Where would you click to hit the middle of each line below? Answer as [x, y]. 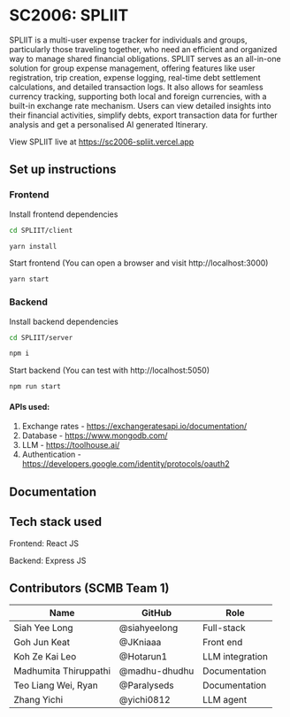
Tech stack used [56, 522]
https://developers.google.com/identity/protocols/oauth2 [126, 464]
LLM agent [225, 700]
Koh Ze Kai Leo [45, 657]
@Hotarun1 [143, 657]
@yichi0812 [145, 700]
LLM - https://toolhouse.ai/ [71, 445]
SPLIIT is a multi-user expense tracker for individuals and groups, [128, 40]
